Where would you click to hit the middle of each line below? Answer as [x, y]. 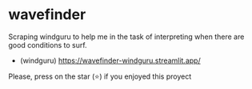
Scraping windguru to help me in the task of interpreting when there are [126, 37]
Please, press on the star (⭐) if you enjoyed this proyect [100, 76]
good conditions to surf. [48, 44]
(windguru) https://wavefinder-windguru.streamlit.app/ [110, 60]
